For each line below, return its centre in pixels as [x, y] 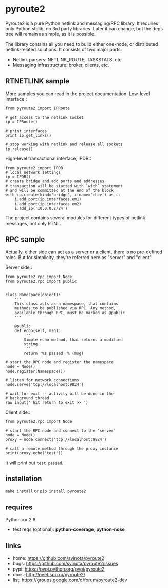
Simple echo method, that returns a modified [73, 340]
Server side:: [19, 267]
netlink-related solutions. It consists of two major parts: [64, 49]
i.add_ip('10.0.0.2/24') [41, 208]
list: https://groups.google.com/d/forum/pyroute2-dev [70, 580]
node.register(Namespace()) [35, 371]
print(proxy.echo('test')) [34, 453]
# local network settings [33, 172]
